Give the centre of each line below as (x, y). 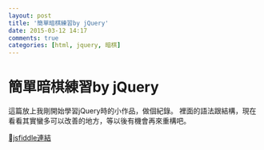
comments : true (34, 38)
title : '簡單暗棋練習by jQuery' (59, 23)
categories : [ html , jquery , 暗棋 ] (65, 45)
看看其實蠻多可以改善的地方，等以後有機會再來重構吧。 (99, 121)
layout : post (30, 16)
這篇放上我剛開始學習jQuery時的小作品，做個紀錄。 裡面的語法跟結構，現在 (132, 111)
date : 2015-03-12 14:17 (48, 30)
